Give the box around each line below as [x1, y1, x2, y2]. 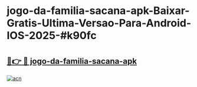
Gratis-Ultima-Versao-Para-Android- [6, 16, 192, 30]
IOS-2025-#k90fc [6, 29, 97, 42]
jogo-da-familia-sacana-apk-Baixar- [6, 4, 190, 18]
